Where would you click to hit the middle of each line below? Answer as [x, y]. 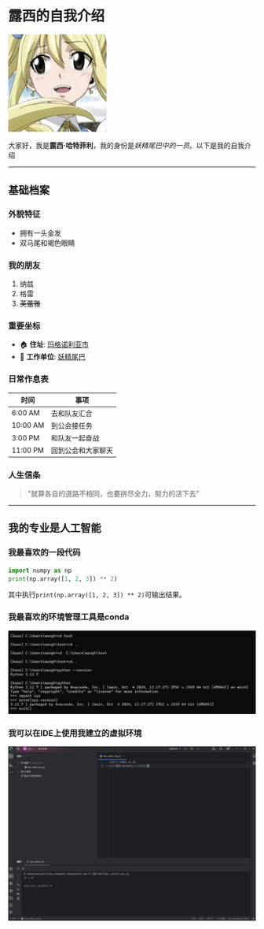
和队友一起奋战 [75, 438]
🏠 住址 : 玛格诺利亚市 [54, 344]
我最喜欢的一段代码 [44, 552]
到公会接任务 [71, 425]
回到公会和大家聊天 [82, 451]
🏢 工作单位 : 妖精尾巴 [52, 357]
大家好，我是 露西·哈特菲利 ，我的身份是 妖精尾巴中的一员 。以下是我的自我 [126, 146]
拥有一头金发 [40, 232]
